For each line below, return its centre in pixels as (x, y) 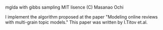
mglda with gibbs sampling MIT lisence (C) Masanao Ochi (64, 7)
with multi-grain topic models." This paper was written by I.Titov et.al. (77, 22)
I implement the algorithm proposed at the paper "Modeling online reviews (81, 17)
